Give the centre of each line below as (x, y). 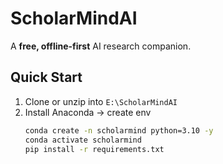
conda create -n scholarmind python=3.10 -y (119, 130)
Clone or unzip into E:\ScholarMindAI (101, 101)
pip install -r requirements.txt (94, 149)
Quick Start (46, 77)
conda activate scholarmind (83, 140)
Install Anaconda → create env (88, 112)
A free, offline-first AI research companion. (101, 46)
